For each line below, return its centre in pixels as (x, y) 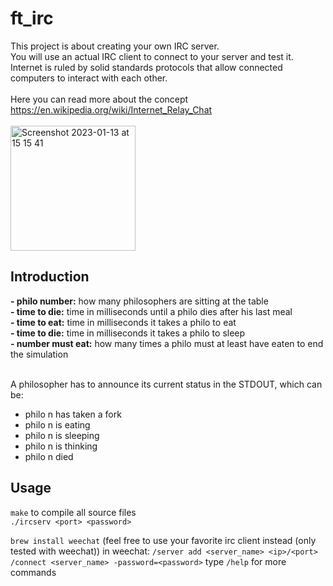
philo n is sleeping (62, 435)
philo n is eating (57, 424)
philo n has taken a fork (73, 414)
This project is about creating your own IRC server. (115, 46)
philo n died (49, 456)
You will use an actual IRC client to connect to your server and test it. (152, 56)
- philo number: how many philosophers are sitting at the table (139, 301)
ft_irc (32, 18)
